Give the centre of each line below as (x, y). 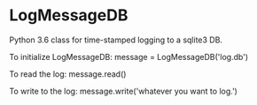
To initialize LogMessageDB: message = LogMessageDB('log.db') (129, 56)
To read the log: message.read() (68, 74)
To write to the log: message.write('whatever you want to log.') (123, 91)
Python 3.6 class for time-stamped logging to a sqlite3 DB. (116, 40)
